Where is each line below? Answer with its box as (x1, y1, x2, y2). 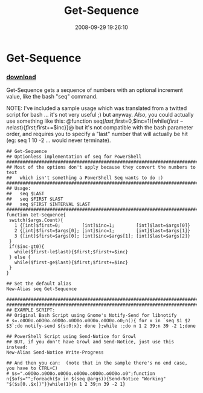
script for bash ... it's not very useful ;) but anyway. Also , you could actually (6, 111, 194, 119)
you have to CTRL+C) (6, 365, 59, 372)
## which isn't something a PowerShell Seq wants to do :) (6, 175, 164, 181)
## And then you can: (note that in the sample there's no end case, (6, 360, 188, 366)
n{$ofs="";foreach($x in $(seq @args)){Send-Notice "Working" (6, 376, 166, 382)
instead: (6, 344, 28, 351)
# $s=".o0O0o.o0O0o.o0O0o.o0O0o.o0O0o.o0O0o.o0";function (6, 371, 155, 377)
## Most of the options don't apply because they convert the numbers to (6, 164, 196, 171)
